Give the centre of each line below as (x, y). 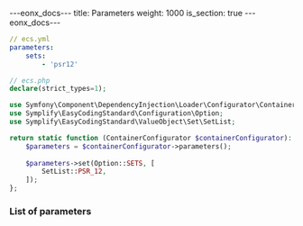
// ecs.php (30, 80)
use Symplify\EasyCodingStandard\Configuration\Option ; (116, 113)
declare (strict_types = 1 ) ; (58, 89)
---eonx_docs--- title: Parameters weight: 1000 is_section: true (126, 13)
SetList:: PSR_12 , (74, 172)
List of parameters (50, 211)
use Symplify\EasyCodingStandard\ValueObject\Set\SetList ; (123, 122)
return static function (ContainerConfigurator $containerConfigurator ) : (151, 138)
